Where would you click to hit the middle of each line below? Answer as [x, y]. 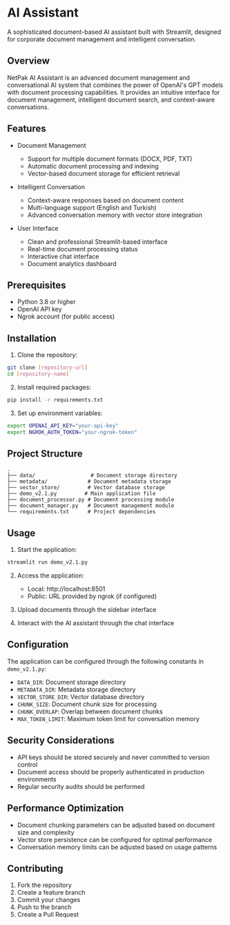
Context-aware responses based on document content [106, 200]
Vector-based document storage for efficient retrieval [104, 173]
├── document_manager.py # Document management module [91, 506]
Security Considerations [61, 741]
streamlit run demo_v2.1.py [48, 562]
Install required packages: [54, 387]
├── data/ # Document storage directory [92, 476]
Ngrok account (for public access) [66, 316]
